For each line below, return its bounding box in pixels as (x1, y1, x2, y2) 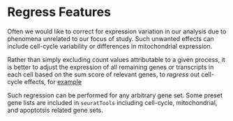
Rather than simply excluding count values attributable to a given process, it (7, 55, 225, 63)
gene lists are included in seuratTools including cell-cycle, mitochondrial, (7, 98, 218, 106)
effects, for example (24, 77, 82, 86)
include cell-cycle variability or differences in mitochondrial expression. (7, 42, 213, 50)
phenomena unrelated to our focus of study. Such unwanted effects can (7, 34, 214, 42)
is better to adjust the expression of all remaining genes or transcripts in (7, 63, 214, 71)
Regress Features (7, 4, 112, 20)
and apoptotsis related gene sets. (7, 106, 103, 114)
